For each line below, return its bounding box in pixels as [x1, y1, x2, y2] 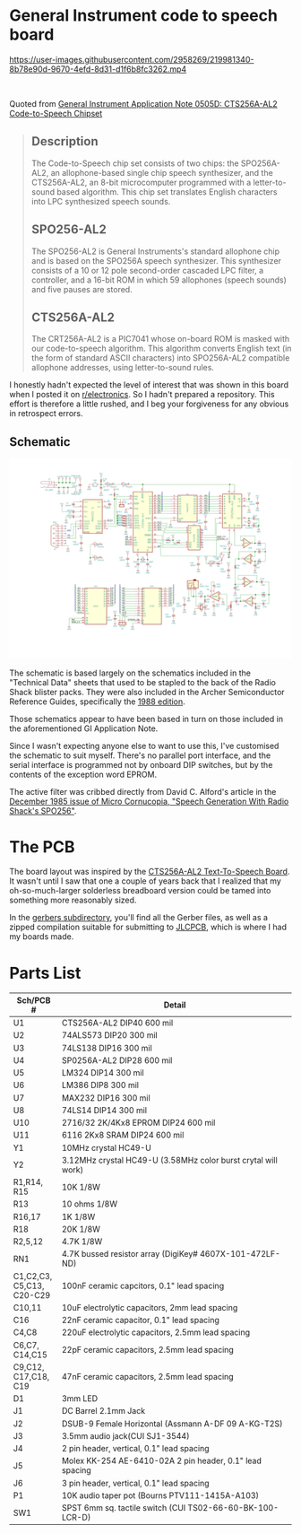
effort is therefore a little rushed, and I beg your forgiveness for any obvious [9, 398, 289, 409]
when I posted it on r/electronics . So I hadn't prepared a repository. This [9, 389, 275, 400]
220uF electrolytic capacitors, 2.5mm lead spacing [61, 1327, 251, 1338]
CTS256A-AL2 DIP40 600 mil [61, 1017, 174, 1028]
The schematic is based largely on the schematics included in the [9, 667, 251, 678]
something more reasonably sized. [9, 894, 137, 906]
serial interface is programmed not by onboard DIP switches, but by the [9, 759, 273, 770]
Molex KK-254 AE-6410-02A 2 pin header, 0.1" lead [61, 1455, 262, 1467]
